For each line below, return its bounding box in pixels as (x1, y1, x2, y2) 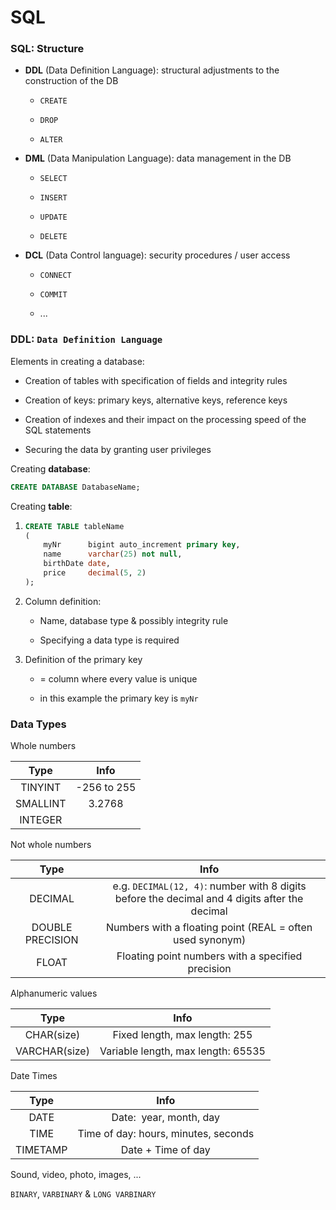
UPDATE (39, 212, 68, 223)
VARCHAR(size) (15, 1044, 90, 1058)
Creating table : (10, 500, 73, 512)
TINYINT (20, 781, 62, 795)
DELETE (39, 232, 68, 242)
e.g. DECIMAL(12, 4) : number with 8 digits (112, 879, 307, 893)
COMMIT (39, 290, 68, 300)
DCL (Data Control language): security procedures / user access (24, 249, 291, 261)
